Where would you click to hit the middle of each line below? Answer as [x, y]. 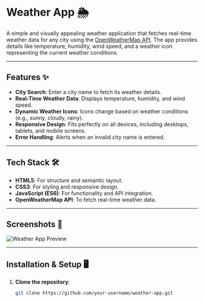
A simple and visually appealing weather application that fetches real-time [99, 33]
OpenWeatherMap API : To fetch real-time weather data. [86, 200]
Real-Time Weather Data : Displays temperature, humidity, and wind [100, 98]
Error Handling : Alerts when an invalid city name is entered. [90, 137]
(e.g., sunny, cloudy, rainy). [49, 118]
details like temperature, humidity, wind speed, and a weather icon [90, 46]
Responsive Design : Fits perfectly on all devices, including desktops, [102, 124]
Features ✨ [28, 77]
